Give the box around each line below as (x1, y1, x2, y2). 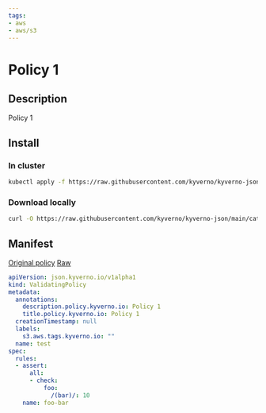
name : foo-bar (22, 399, 69, 407)
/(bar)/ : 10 (50, 391, 90, 399)
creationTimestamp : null (15, 318, 97, 326)
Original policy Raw (8, 257, 71, 267)
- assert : (15, 362, 47, 370)
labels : (15, 325, 41, 334)
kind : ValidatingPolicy (8, 280, 87, 288)
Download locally (8, 196, 77, 207)
